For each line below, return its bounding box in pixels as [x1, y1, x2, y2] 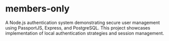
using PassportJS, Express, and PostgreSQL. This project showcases [5, 24, 151, 30]
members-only [5, 3, 70, 14]
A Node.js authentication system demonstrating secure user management [5, 19, 160, 25]
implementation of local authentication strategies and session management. [5, 30, 164, 36]
